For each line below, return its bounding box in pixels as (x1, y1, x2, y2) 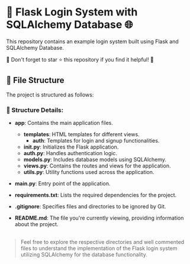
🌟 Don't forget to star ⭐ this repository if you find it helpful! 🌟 (6, 56, 154, 63)
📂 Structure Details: (6, 106, 64, 114)
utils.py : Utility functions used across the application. (23, 169, 154, 176)
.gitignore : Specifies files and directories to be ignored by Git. (14, 203, 166, 210)
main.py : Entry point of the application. (14, 180, 111, 187)
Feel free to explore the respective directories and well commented (20, 239, 185, 246)
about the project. (14, 221, 59, 228)
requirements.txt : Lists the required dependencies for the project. (14, 192, 177, 199)
